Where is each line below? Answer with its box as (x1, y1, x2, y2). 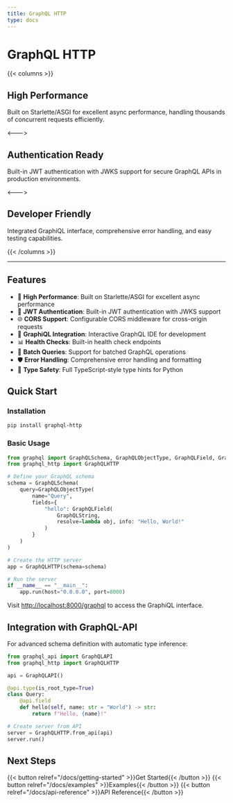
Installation (7, 407, 46, 416)
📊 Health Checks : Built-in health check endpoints (17, 337, 162, 346)
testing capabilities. (7, 234, 63, 242)
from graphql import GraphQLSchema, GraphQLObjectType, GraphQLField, (7, 454, 216, 462)
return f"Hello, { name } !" (32, 711, 107, 718)
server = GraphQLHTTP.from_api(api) (7, 729, 113, 736)
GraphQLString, (56, 512, 101, 519)
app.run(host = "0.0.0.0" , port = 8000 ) (19, 589, 126, 595)
